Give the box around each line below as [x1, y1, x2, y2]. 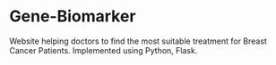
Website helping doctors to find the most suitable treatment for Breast [9, 36, 267, 46]
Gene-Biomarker [9, 6, 136, 27]
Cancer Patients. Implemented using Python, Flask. [9, 45, 198, 55]
